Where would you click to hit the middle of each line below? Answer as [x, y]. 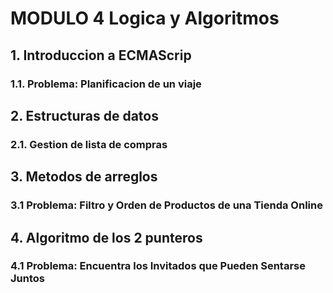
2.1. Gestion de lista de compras [89, 144]
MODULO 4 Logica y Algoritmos [145, 18]
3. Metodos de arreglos [84, 177]
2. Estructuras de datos [84, 115]
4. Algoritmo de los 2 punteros [106, 237]
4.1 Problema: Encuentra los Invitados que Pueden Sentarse [158, 266]
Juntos [27, 279]
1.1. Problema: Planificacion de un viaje [106, 84]
